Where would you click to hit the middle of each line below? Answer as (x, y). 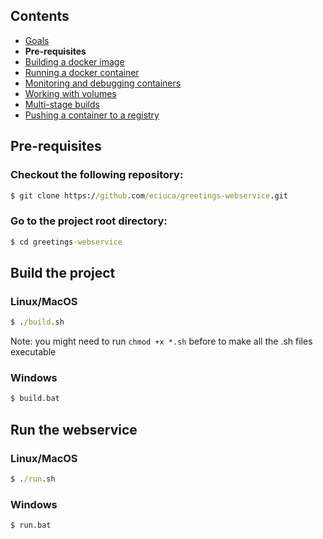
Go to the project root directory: (89, 221)
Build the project (63, 272)
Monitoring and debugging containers (103, 83)
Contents (40, 16)
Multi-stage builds (62, 104)
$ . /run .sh (33, 479)
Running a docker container (82, 72)
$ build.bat (35, 399)
